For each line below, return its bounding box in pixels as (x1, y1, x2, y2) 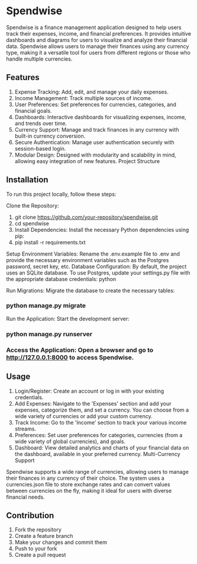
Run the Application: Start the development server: (6, 315, 130, 322)
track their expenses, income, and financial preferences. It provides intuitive (6, 30, 191, 37)
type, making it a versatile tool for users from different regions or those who (6, 49, 191, 56)
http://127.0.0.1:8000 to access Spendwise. (6, 353, 134, 361)
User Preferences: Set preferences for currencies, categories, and (14, 101, 176, 108)
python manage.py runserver (6, 330, 93, 338)
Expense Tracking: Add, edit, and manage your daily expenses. (14, 88, 169, 95)
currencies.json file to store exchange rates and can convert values (6, 480, 170, 487)
